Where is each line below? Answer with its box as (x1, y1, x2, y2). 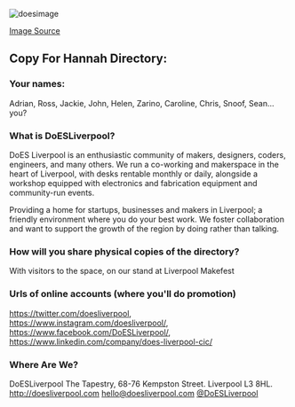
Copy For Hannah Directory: (9, 51, 167, 67)
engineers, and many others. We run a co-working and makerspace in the (9, 159, 280, 169)
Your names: (9, 78, 65, 90)
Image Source (9, 26, 60, 35)
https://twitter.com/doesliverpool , (9, 308, 132, 318)
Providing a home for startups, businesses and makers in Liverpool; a (9, 204, 263, 215)
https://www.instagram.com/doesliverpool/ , (9, 317, 169, 328)
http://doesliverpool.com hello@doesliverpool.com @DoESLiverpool (9, 387, 259, 398)
